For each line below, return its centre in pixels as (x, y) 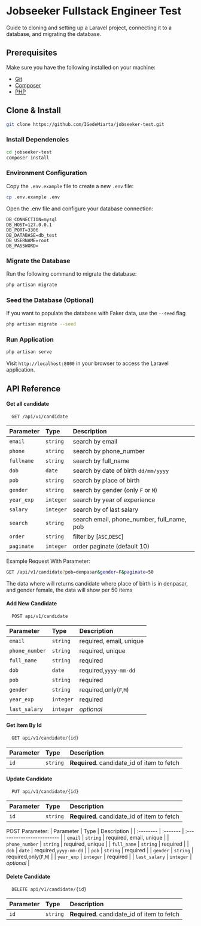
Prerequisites (32, 53)
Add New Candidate (32, 604)
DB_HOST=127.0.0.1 (29, 225)
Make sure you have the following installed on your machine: (81, 67)
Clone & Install (33, 111)
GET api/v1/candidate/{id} (45, 738)
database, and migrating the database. (54, 34)
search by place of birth (106, 480)
